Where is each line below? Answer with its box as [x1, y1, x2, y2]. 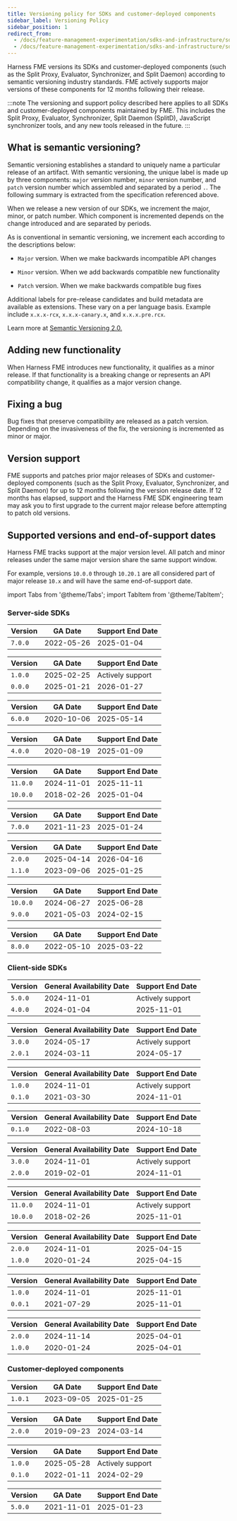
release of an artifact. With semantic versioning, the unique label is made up [7, 167, 229, 177]
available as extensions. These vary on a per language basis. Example [7, 302, 211, 311]
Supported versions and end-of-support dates [7, 529, 217, 541]
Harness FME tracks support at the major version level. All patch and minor [7, 548, 226, 556]
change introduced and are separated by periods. [7, 219, 152, 227]
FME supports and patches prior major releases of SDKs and [7, 471, 183, 480]
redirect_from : [7, 30, 52, 37]
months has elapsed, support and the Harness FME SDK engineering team [7, 494, 224, 502]
